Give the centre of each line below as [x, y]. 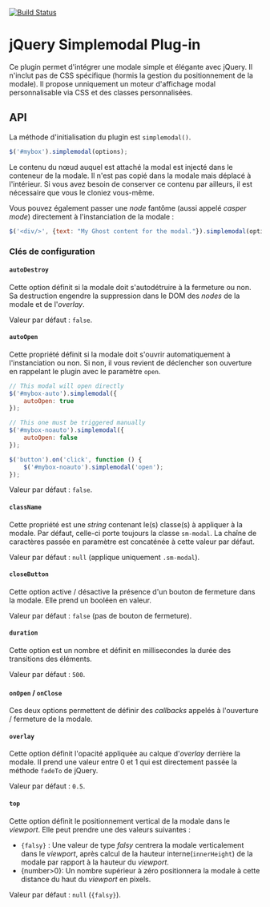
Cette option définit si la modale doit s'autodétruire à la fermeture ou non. [130, 287]
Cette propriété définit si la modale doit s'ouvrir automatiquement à [120, 354]
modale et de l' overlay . [47, 304]
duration [24, 633]
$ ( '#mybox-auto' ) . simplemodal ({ [63, 393]
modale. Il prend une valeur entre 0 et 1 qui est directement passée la [123, 762]
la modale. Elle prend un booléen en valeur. [80, 600]
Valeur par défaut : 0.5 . [47, 786]
